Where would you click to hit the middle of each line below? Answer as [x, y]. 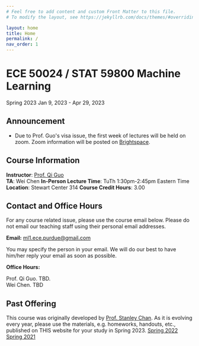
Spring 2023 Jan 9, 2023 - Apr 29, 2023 [55, 102]
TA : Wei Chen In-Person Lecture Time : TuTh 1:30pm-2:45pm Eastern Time [98, 181]
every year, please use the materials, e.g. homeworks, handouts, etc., [91, 324]
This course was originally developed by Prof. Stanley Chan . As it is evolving [99, 318]
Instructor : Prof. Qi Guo [35, 175]
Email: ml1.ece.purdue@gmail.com [48, 238]
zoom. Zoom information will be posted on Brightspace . [82, 142]
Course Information [43, 161]
